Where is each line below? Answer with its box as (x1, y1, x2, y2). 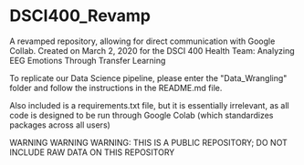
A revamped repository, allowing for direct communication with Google (9, 36, 276, 46)
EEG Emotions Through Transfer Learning (9, 55, 166, 66)
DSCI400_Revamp (9, 5, 152, 26)
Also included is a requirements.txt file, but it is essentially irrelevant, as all (9, 99, 289, 110)
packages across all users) (9, 119, 111, 130)
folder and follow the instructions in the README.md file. (9, 82, 223, 93)
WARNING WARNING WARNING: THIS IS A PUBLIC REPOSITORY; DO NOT (9, 137, 288, 148)
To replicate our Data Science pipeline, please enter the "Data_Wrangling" (9, 72, 288, 83)
